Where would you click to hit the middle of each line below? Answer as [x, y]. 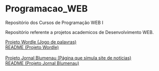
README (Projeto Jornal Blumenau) [42, 63]
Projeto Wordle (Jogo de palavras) [41, 42]
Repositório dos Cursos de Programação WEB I [54, 22]
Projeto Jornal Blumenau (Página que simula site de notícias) [68, 57]
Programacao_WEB [46, 9]
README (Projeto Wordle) [32, 47]
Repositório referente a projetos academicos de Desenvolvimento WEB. [79, 32]
